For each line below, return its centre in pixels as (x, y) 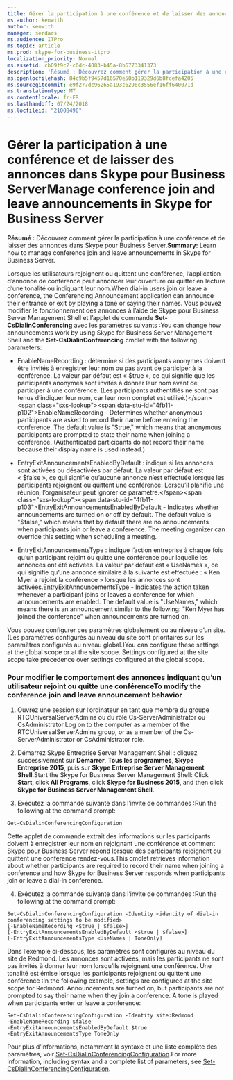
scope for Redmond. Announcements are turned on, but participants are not (116, 988)
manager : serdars (32, 33)
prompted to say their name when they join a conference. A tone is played (113, 995)
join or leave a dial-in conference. (55, 880)
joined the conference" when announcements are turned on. (104, 616)
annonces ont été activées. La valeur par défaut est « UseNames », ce (118, 565)
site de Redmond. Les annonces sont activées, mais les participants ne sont (115, 958)
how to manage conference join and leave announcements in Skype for (109, 252)
